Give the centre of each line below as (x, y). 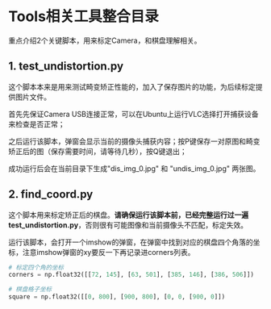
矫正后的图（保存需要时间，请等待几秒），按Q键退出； (98, 151)
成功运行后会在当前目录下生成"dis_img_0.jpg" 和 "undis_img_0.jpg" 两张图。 (134, 168)
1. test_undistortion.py (66, 67)
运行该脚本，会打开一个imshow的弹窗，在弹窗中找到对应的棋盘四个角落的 (131, 242)
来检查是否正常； (37, 124)
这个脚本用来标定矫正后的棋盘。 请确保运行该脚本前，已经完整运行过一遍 (128, 215)
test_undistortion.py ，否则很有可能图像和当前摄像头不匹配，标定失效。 (128, 225)
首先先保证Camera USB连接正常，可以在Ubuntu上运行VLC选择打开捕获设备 (133, 114)
